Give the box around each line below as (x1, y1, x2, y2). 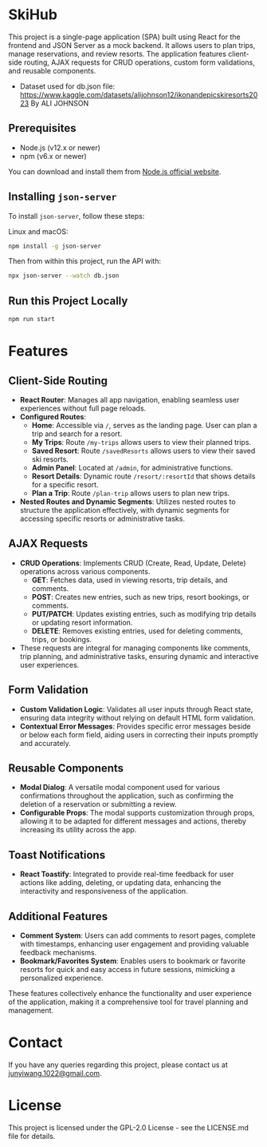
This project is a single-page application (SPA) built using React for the (8, 32, 241, 42)
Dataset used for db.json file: (19, 81, 116, 91)
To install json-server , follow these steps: (8, 211, 145, 220)
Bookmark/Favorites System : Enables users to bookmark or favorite (19, 956, 245, 966)
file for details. (8, 1131, 56, 1141)
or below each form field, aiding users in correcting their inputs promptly (19, 729, 259, 740)
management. (8, 1006, 54, 1015)
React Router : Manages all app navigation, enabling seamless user (19, 395, 240, 404)
